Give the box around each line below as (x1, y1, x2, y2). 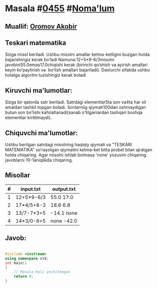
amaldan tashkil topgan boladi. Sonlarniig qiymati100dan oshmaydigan (5, 104, 146, 110)
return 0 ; (14, 274, 34, 279)
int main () (5, 260, 27, 265)
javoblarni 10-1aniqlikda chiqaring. (5, 157, 73, 163)
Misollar (5, 171, 31, 180)
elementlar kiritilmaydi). (5, 115, 52, 120)
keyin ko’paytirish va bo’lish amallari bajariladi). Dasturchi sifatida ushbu (5, 67, 150, 73)
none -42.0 (50, 217, 78, 224)
